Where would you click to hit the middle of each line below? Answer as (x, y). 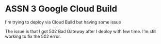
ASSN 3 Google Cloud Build (61, 9)
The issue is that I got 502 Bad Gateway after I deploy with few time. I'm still (81, 31)
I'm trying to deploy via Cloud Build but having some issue (63, 22)
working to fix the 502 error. (33, 36)
